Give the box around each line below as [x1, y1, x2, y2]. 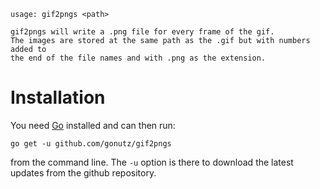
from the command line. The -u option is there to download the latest [10, 156, 294, 168]
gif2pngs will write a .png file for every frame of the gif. [10, 27, 275, 37]
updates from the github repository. [10, 166, 157, 179]
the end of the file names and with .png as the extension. [10, 53, 267, 63]
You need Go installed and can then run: [10, 119, 176, 131]
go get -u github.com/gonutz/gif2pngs [10, 138, 172, 149]
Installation [10, 86, 106, 109]
